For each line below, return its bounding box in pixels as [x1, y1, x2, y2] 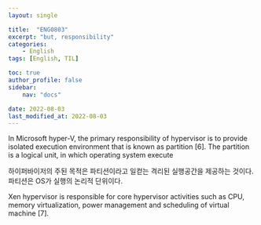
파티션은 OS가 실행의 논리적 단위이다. [8, 176, 123, 186]
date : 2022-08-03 [8, 105, 65, 113]
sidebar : [8, 83, 37, 91]
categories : [8, 40, 47, 48]
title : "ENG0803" [8, 25, 68, 34]
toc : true [8, 69, 41, 77]
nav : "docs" [22, 91, 61, 99]
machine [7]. [8, 209, 50, 218]
